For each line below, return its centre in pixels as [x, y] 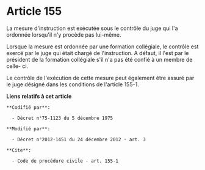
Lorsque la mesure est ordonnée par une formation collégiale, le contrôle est [103, 46]
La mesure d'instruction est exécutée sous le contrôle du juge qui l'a [92, 28]
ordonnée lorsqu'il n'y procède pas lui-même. [64, 34]
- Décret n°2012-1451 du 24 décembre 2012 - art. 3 [79, 139]
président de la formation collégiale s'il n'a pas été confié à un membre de [99, 59]
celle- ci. [17, 66]
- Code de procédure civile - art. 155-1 [65, 161]
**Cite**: [19, 150]
